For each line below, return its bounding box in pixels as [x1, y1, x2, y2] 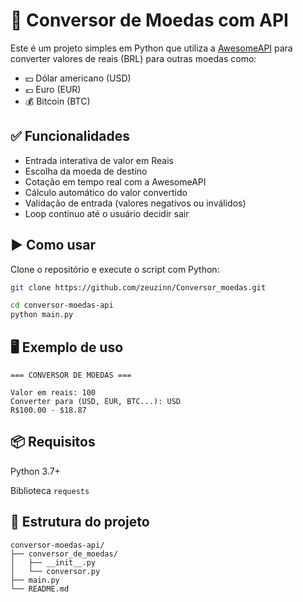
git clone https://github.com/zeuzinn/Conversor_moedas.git [10, 282, 267, 293]
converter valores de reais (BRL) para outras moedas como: [10, 52, 257, 64]
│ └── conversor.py [10, 566, 101, 576]
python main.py [10, 310, 74, 320]
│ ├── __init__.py [10, 557, 97, 568]
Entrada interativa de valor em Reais [24, 154, 174, 166]
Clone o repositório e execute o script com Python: [10, 263, 220, 275]
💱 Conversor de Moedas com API [10, 9, 289, 32]
